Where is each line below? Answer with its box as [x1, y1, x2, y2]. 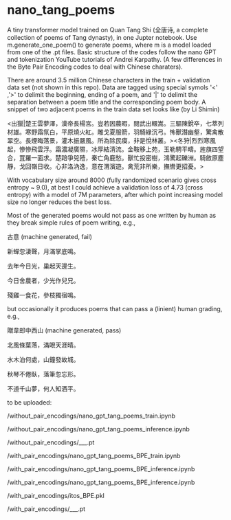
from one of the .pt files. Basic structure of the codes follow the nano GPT [7, 47, 217, 56]
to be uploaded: [7, 398, 52, 407]
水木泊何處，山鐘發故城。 [7, 355, 80, 363]
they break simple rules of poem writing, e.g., [7, 218, 136, 227]
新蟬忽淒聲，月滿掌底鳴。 [7, 247, 80, 256]
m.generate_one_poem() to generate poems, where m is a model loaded [7, 41, 212, 49]
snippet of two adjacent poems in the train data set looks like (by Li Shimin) [7, 105, 220, 113]
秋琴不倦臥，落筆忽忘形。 [7, 370, 80, 378]
